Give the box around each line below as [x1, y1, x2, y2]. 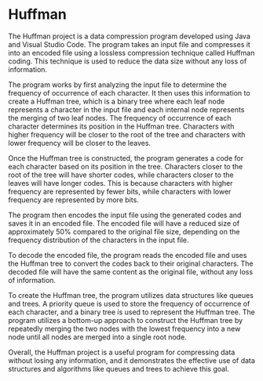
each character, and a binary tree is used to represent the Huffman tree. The [8, 307, 255, 317]
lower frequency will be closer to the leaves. [8, 138, 152, 147]
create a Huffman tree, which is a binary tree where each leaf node [8, 96, 225, 106]
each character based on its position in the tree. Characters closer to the [8, 161, 243, 171]
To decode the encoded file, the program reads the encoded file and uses [8, 250, 247, 259]
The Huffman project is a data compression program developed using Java [8, 31, 251, 41]
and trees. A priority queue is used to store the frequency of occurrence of [8, 299, 250, 308]
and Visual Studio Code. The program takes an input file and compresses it [8, 39, 251, 49]
